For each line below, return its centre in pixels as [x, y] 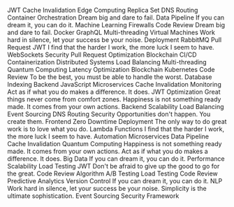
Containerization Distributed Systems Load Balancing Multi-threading [107, 62]
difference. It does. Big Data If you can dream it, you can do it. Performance [116, 159]
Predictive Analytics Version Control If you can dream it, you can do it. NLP [115, 181]
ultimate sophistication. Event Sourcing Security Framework [93, 196]
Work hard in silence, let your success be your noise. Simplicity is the [107, 188]
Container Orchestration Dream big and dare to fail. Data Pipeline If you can [116, 17]
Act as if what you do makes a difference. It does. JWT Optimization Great [114, 92]
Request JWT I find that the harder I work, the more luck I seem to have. [111, 47]
